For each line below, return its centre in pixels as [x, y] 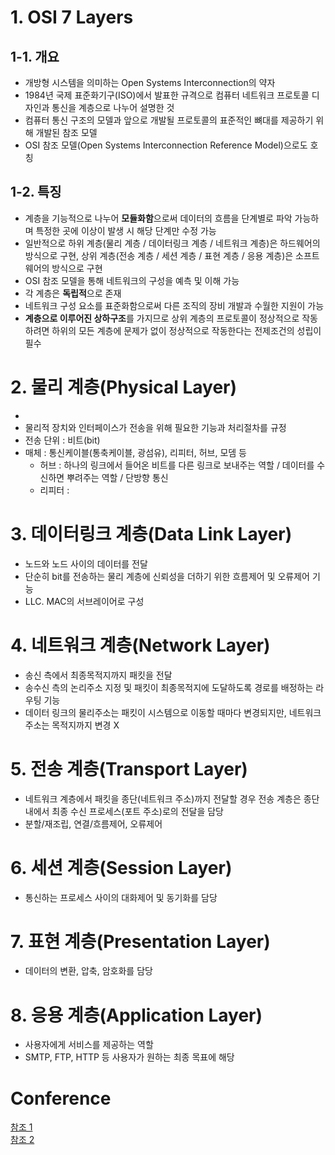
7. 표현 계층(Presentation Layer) [140, 941]
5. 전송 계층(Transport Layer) [129, 768]
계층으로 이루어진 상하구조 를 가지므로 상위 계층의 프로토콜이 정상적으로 [162, 318]
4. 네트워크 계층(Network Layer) [140, 645]
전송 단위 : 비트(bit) [62, 440]
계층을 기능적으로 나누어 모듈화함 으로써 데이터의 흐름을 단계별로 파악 [158, 218]
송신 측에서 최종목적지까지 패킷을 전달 [98, 675]
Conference [61, 1098]
